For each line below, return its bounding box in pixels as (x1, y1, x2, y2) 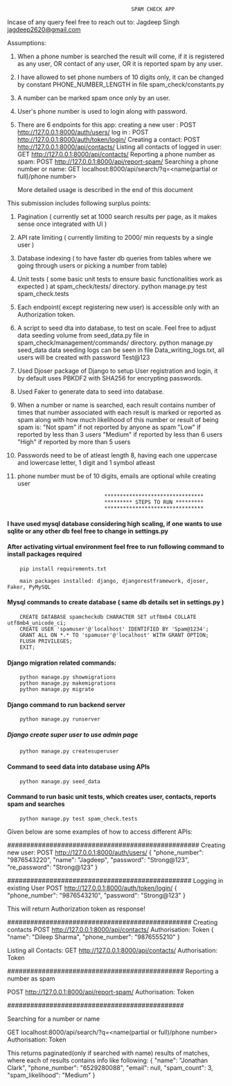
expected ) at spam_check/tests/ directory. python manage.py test (17, 282, 208, 290)
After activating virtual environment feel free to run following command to (7, 543, 225, 551)
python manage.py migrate (19, 686, 95, 693)
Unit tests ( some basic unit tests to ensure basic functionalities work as (17, 275, 223, 283)
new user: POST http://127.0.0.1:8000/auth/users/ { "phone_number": (7, 848, 204, 857)
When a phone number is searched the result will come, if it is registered (17, 52, 225, 60)
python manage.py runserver (19, 716, 100, 723)
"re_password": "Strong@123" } (7, 863, 98, 871)
